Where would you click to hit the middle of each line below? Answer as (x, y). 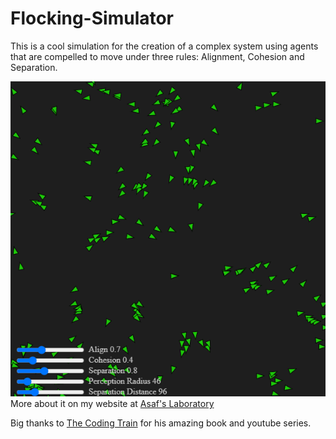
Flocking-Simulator (92, 18)
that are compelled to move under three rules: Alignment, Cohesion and (157, 56)
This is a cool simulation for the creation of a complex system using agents (164, 46)
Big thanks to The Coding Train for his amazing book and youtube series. (161, 423)
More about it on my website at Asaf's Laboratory (112, 403)
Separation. (34, 67)
